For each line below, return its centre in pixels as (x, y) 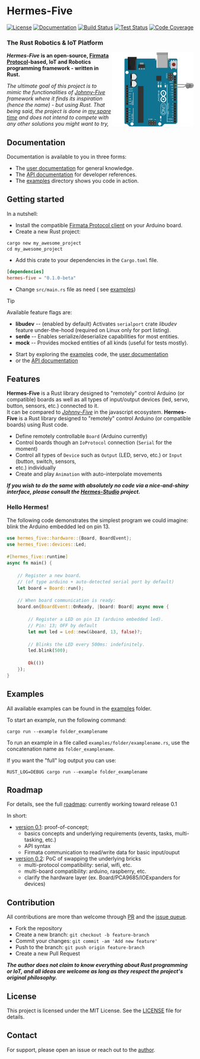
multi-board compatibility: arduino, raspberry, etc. (85, 871)
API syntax (37, 846)
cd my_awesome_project (35, 249)
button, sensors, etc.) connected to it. (53, 406)
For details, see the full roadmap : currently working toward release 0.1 (92, 804)
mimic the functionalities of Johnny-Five (56, 92)
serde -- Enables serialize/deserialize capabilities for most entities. (97, 336)
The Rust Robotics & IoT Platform (55, 43)
